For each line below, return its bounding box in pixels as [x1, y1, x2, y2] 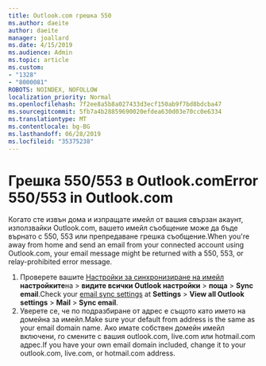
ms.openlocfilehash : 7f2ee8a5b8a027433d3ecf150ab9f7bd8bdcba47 [8, 100, 222, 108]
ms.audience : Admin [8, 49, 73, 56]
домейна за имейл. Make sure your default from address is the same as [19, 315, 256, 325]
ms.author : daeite [8, 19, 69, 27]
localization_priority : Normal [8, 93, 112, 101]
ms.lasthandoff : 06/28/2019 [8, 130, 102, 138]
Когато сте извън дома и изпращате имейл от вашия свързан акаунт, [8, 215, 244, 224]
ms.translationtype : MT [8, 115, 87, 123]
